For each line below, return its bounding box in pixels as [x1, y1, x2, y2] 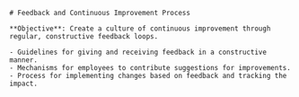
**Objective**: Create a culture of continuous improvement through [9, 24, 271, 33]
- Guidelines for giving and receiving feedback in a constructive [9, 48, 268, 57]
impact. [9, 79, 39, 88]
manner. [9, 56, 39, 65]
